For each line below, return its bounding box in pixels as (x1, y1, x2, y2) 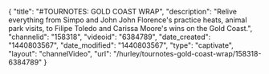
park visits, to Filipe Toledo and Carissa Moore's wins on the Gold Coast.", (8, 24, 253, 33)
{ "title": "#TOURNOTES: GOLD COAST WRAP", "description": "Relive (8, 7, 238, 16)
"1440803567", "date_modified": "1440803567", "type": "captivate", (8, 41, 234, 50)
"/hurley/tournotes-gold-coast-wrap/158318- (112, 49, 262, 58)
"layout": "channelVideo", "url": (8, 49, 112, 58)
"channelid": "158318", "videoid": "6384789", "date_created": (8, 32, 211, 41)
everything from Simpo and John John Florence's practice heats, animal (8, 15, 247, 25)
